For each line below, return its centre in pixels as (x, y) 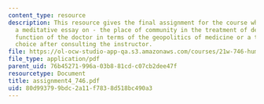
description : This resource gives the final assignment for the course (128, 23)
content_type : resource (47, 15)
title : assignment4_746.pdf (54, 81)
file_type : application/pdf (54, 59)
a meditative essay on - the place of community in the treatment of (131, 30)
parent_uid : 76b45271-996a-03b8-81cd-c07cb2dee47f (93, 66)
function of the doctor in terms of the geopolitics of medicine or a (133, 37)
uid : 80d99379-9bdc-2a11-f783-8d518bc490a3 (81, 88)
